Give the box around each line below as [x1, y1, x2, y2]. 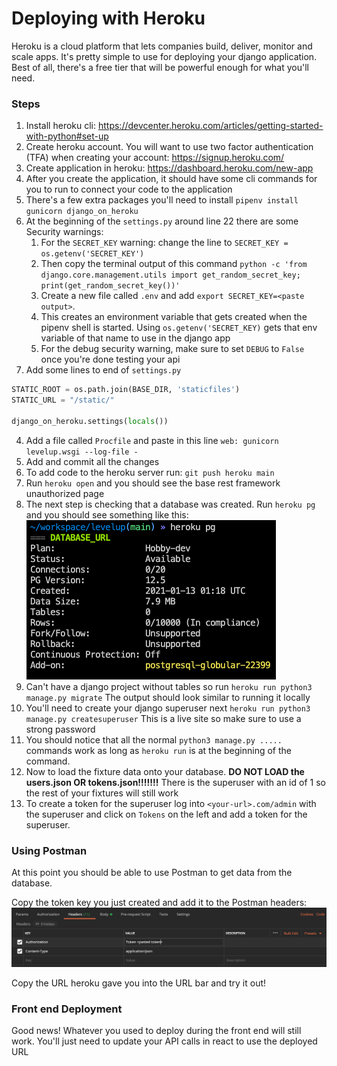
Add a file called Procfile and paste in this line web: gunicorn [25, 434, 279, 446]
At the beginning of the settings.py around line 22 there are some [25, 215, 299, 227]
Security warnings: [25, 226, 104, 238]
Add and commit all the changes [25, 455, 160, 467]
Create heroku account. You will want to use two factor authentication [25, 141, 314, 153]
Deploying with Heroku [11, 7, 206, 30]
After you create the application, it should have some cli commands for [25, 173, 318, 185]
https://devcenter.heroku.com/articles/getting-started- [97, 120, 324, 132]
